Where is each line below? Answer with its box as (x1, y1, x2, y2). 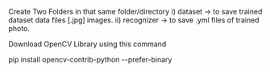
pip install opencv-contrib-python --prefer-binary (8, 55, 172, 64)
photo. (8, 24, 31, 33)
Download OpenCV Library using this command (8, 39, 167, 49)
